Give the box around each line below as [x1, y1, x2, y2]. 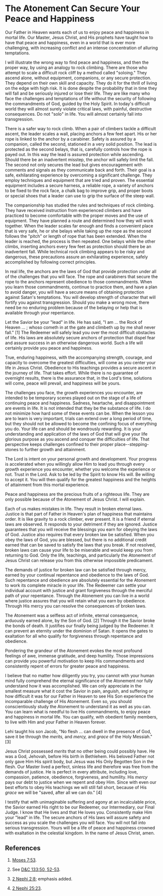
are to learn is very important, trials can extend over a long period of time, [5, 415, 153, 421]
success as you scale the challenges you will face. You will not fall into [5, 820, 146, 826]
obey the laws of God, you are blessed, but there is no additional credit [5, 537, 147, 543]
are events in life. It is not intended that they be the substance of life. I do [5, 405, 151, 411]
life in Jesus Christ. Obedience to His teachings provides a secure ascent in [5, 365, 156, 370]
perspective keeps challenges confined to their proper [5, 441, 114, 447]
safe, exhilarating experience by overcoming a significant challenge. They [5, 172, 153, 178]
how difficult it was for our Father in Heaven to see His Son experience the [5, 693, 154, 699]
